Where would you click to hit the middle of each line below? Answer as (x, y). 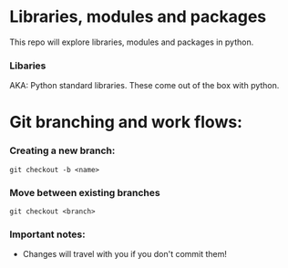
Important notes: (47, 234)
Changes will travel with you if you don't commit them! (125, 254)
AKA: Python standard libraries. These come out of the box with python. (144, 86)
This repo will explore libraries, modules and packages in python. (132, 42)
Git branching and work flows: (126, 123)
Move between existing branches (85, 192)
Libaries (28, 66)
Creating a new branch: (62, 150)
